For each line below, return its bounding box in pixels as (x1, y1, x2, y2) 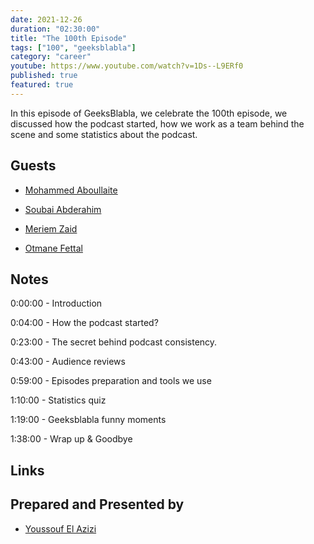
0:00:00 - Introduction (10, 297, 103, 310)
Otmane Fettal (24, 242, 83, 254)
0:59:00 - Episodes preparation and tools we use (10, 375, 212, 387)
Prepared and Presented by (10, 496, 185, 513)
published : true (10, 71, 78, 81)
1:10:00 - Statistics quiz (10, 394, 107, 406)
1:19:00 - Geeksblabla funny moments (10, 414, 167, 426)
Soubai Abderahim (24, 203, 102, 215)
